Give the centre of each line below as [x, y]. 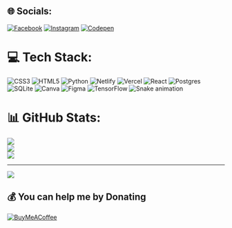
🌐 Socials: [30, 11]
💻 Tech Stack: [50, 57]
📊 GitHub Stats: [54, 117]
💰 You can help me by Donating [77, 197]
